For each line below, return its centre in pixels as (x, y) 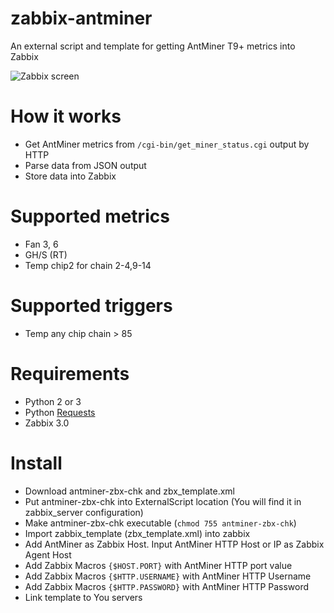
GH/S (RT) (46, 254)
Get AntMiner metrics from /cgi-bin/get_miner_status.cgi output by (167, 144)
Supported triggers (91, 306)
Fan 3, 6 (41, 244)
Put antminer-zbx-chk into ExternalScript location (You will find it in (163, 501)
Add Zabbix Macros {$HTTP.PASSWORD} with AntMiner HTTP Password (167, 586)
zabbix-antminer (81, 18)
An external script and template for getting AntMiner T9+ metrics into (153, 46)
